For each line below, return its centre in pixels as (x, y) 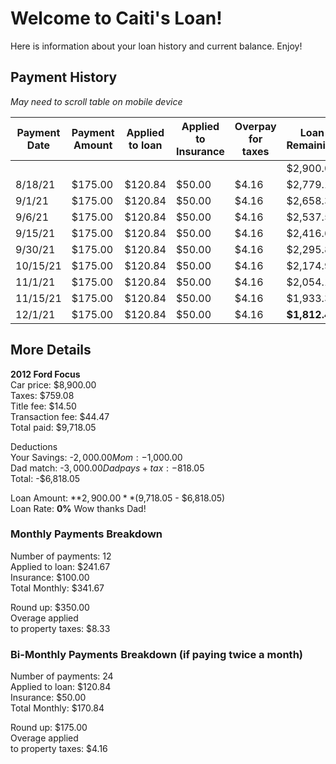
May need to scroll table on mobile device (96, 101)
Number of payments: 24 (62, 676)
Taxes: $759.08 (42, 395)
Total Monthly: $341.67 (57, 588)
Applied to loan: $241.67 (60, 566)
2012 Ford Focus (45, 374)
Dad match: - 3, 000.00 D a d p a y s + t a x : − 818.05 (107, 468)
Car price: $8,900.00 (53, 384)
